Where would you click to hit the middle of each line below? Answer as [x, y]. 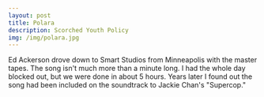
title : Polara [32, 23]
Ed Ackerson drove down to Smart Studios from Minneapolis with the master [133, 60]
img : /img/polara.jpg [44, 37]
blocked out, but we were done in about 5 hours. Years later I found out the [130, 76]
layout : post [30, 15]
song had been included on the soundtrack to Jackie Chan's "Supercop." [127, 85]
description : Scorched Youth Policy [68, 30]
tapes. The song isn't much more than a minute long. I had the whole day [127, 69]
